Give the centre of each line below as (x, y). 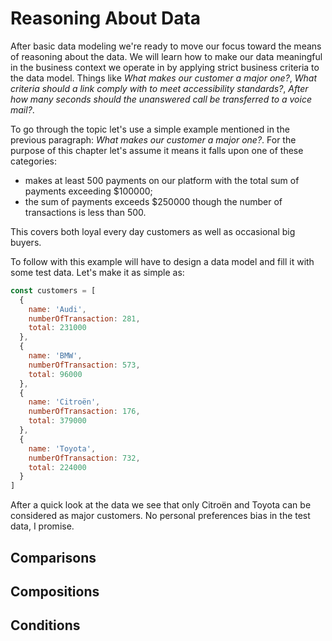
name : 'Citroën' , (64, 402)
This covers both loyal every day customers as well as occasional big (153, 231)
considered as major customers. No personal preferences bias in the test (160, 516)
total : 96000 (55, 374)
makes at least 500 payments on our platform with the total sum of (162, 180)
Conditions (45, 625)
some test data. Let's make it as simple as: (97, 272)
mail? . (22, 109)
